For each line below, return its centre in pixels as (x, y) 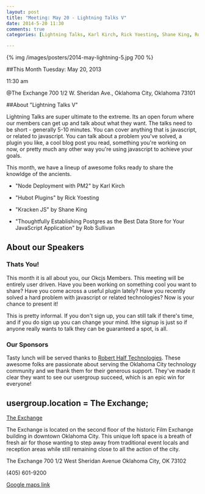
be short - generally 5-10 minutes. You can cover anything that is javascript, (102, 130)
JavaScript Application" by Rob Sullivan (65, 228)
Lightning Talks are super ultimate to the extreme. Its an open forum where (100, 117)
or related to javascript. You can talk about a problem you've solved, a (94, 136)
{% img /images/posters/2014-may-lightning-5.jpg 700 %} (80, 57)
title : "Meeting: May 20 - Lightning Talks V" (67, 18)
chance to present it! (32, 304)
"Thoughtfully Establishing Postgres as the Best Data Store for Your (100, 221)
